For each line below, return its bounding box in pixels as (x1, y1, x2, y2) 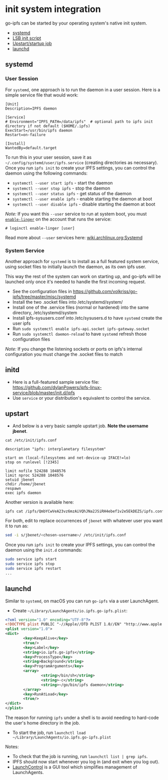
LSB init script (12, 35, 41, 41)
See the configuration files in (12, 288, 72, 294)
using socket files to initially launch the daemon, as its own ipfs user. (5, 264, 146, 270)
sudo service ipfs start (5, 557, 57, 562)
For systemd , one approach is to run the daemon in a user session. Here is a (5, 87, 160, 93)
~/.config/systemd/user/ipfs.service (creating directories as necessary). (5, 159, 158, 166)
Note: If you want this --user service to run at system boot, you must (5, 211, 147, 217)
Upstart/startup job (12, 40, 52, 46)
